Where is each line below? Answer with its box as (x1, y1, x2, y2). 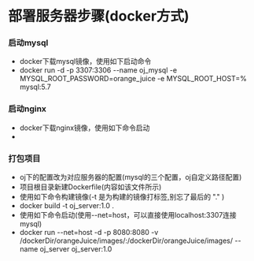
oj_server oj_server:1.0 (39, 244, 112, 254)
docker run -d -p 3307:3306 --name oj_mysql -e (19, 65, 178, 75)
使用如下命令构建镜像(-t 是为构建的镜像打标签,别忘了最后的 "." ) (19, 192, 225, 202)
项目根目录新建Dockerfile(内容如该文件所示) (19, 182, 162, 192)
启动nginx (8, 103, 47, 114)
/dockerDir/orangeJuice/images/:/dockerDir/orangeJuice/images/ (19, 236, 234, 245)
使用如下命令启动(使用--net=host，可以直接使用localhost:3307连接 (19, 211, 237, 220)
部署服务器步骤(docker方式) (8, 7, 190, 25)
